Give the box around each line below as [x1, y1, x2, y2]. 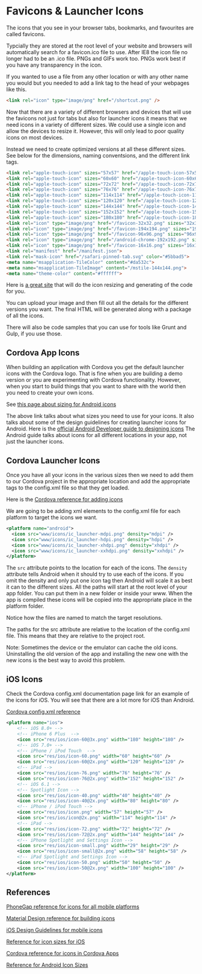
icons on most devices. [6, 133, 64, 141]
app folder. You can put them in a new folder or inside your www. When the [6, 590, 192, 597]
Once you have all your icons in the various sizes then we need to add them [6, 471, 194, 479]
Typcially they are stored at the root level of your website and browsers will [6, 42, 192, 49]
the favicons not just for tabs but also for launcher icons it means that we [6, 114, 188, 121]
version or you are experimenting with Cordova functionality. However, [6, 376, 182, 384]
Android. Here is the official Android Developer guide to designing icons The [6, 425, 195, 432]
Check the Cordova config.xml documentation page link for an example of [6, 690, 189, 697]
